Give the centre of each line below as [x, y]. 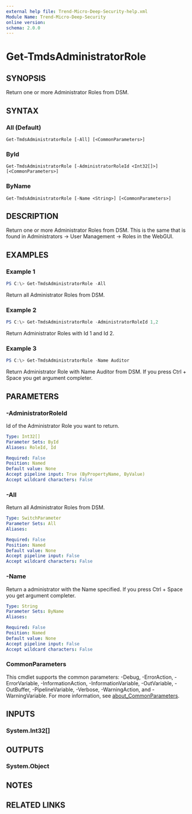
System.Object [28, 766]
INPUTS [20, 714]
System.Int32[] [28, 731]
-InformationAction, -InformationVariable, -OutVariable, [107, 683]
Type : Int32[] [23, 437]
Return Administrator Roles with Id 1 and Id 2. [60, 334]
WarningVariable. [27, 695]
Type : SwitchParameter [34, 518]
